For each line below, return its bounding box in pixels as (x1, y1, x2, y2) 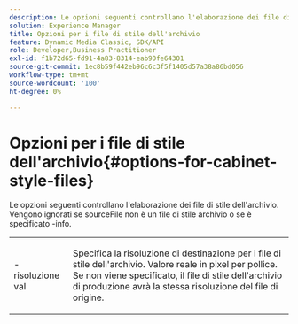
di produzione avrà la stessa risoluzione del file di (72, 281, 278, 293)
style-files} (9, 170, 95, 190)
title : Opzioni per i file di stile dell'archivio (9, 29, 200, 38)
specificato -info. (9, 219, 73, 229)
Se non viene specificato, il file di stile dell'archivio (72, 269, 283, 282)
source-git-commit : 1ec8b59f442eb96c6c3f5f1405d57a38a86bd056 (9, 63, 244, 72)
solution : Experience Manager (9, 21, 122, 30)
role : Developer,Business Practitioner (9, 46, 157, 55)
